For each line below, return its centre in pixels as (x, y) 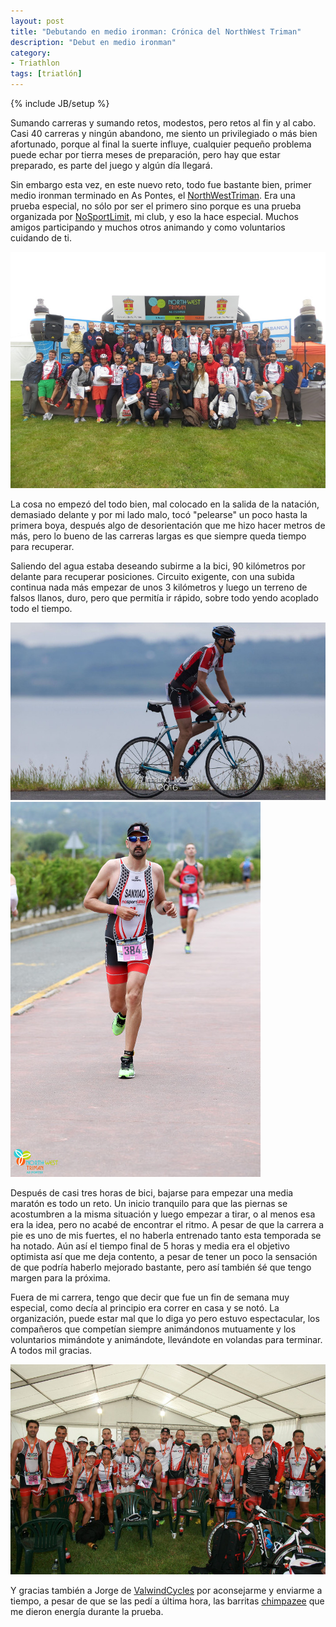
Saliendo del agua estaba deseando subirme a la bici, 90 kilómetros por (158, 566)
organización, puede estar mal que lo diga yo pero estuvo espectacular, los (165, 1318)
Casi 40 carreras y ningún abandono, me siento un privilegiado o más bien (164, 133)
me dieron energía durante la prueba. (87, 1611)
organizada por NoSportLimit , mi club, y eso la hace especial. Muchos (154, 216)
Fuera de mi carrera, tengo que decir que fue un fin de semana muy (150, 1297)
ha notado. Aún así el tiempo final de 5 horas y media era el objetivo (150, 1246)
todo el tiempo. (41, 608)
